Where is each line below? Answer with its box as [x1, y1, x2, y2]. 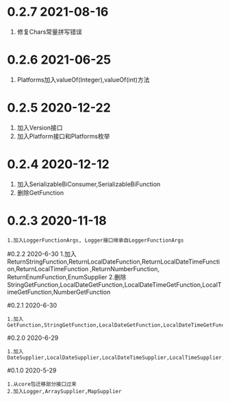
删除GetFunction [16, 188, 64, 197]
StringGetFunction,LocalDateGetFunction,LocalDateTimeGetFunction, [7, 280, 203, 288]
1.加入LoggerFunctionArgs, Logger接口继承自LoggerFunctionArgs [7, 237, 184, 244]
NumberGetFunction [53, 288, 111, 296]
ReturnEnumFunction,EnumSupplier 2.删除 [7, 273, 127, 281]
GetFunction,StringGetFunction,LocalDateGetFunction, [7, 321, 164, 329]
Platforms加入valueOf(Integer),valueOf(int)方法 [16, 75, 150, 84]
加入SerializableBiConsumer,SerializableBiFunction [16, 179, 161, 188]
